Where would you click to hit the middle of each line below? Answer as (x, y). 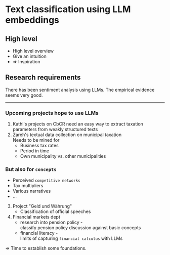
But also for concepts (31, 169)
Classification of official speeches (55, 211)
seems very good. (24, 95)
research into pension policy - (51, 222)
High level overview (33, 51)
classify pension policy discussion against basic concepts (80, 228)
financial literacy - (39, 233)
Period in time (35, 151)
